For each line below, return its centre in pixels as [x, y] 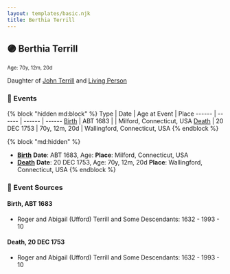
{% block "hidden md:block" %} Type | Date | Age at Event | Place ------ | [112, 114]
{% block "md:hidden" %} [44, 141]
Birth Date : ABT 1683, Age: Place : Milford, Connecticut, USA [103, 155]
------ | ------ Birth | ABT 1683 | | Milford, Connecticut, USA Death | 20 [124, 120]
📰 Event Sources [35, 187]
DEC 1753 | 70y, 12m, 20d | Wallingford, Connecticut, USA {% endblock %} [113, 128]
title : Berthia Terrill [41, 20]
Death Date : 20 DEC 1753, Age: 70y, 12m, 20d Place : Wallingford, [110, 162]
